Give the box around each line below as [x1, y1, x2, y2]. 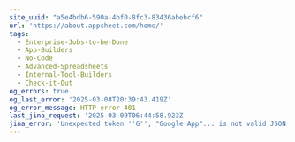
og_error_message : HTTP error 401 [9, 103, 137, 112]
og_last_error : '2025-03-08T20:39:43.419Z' [9, 94, 172, 104]
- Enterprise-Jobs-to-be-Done [17, 37, 128, 47]
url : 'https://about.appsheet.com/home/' [9, 21, 164, 30]
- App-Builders [17, 46, 73, 55]
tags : [9, 29, 29, 38]
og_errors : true [9, 86, 69, 95]
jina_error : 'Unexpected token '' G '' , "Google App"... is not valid [9, 120, 267, 129]
